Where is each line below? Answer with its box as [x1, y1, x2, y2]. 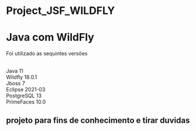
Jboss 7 [6, 80, 25, 87]
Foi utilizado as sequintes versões [6, 50, 88, 57]
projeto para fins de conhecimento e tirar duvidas [6, 115, 190, 125]
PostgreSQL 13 [6, 92, 42, 100]
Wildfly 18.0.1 [6, 74, 37, 81]
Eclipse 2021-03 [6, 86, 46, 93]
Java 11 [6, 68, 23, 75]
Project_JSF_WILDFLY [6, 4, 115, 17]
